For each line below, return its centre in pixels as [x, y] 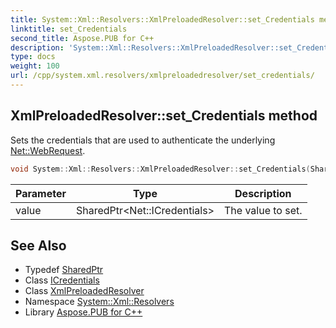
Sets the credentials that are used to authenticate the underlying [143, 140]
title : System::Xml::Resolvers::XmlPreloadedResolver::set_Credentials [162, 19]
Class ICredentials [62, 280]
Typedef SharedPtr [64, 270]
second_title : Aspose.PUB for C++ [82, 38]
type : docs [33, 57]
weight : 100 [35, 66]
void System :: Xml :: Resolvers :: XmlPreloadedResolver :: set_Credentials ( [160, 169]
